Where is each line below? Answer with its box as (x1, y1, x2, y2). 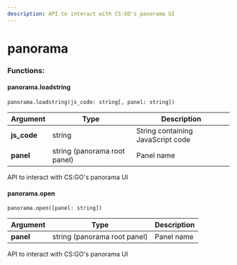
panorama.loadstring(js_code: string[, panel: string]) (7, 98, 175, 105)
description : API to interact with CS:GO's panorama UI (7, 10, 175, 18)
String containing (136, 126, 193, 136)
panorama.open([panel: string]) (7, 205, 102, 212)
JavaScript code (136, 134, 190, 144)
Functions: (7, 65, 45, 75)
